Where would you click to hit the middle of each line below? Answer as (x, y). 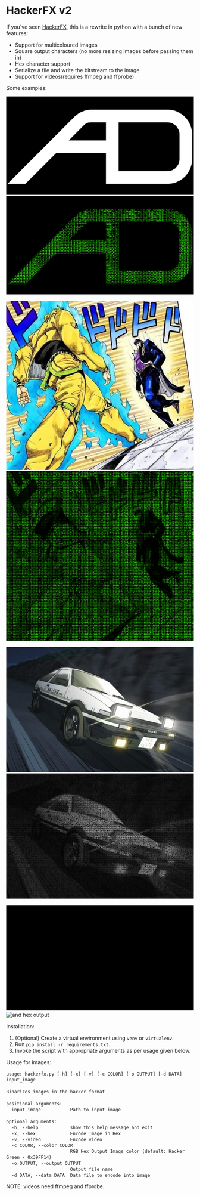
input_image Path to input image (66, 1110)
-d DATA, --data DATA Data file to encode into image (81, 1176)
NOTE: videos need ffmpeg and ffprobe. (55, 1186)
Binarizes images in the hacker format (56, 1092)
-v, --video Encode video (57, 1140)
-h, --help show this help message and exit (82, 1128)
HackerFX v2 (39, 10)
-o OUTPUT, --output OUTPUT (46, 1164)
